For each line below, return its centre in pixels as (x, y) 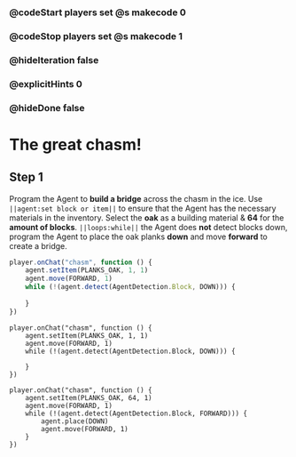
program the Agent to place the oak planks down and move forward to (139, 237)
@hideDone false (47, 108)
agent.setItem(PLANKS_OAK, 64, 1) (89, 397)
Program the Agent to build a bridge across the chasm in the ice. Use (136, 198)
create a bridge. (39, 245)
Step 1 (27, 177)
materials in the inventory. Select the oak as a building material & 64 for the (147, 217)
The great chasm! (75, 144)
